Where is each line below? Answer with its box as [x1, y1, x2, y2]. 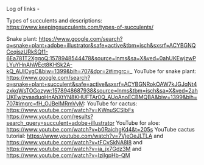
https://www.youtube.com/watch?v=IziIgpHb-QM [6, 152, 130, 159]
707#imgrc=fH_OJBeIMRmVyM [6, 100, 84, 107]
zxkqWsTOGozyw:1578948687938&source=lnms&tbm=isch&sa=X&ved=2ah [6, 87, 198, 94]
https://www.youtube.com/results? [6, 113, 93, 120]
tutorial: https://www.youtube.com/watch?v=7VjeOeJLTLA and [6, 132, 163, 139]
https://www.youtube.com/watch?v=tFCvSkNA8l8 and [6, 139, 143, 146]
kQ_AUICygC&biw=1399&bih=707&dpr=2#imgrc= [6, 68, 130, 75]
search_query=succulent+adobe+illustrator [6, 119, 115, 127]
